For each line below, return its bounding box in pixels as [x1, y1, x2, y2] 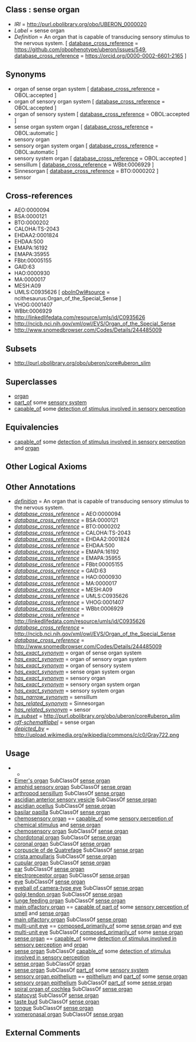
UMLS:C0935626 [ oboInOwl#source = [14, 288, 110, 296]
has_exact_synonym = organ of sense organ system [14, 649, 142, 656]
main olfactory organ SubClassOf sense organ [14, 915, 127, 923]
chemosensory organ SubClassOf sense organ [14, 827, 128, 835]
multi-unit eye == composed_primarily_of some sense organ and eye [14, 922, 182, 929]
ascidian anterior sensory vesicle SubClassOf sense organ [14, 796, 157, 803]
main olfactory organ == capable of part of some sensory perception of [14, 903, 189, 910]
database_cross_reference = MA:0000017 [14, 580, 117, 587]
